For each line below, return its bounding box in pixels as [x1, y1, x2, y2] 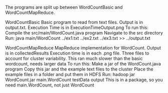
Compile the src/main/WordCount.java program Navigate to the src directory [5, 30, 163, 35]
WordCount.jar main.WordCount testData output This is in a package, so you [5, 77, 163, 82]
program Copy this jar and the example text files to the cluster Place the [5, 66, 154, 72]
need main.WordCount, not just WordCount [5, 82, 94, 88]
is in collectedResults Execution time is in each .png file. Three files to [5, 50, 149, 56]
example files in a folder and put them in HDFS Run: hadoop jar [5, 71, 135, 77]
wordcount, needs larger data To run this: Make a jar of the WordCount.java [5, 61, 161, 66]
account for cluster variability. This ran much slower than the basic [5, 55, 143, 61]
